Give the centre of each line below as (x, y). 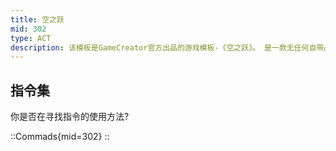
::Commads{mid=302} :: (60, 137)
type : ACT (31, 38)
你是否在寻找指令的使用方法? (70, 117)
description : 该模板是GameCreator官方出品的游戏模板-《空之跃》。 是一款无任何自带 (167, 47)
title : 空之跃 (37, 19)
